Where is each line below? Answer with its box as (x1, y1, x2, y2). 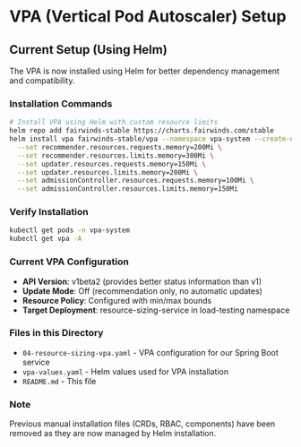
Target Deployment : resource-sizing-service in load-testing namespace (21, 305, 290, 315)
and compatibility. (9, 75, 75, 86)
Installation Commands (9, 97, 113, 109)
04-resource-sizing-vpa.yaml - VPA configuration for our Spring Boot (21, 347, 279, 357)
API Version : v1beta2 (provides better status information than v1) (21, 276, 262, 287)
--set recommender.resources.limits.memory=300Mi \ (17, 150, 215, 160)
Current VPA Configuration (9, 255, 130, 268)
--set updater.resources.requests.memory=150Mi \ (17, 159, 206, 168)
